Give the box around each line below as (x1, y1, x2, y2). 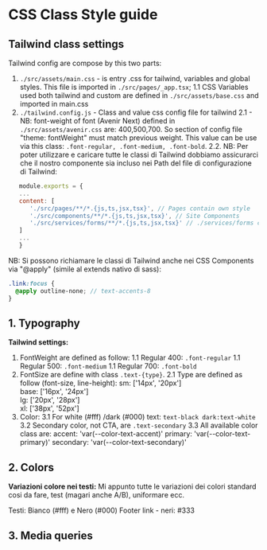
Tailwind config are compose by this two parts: (8, 58, 162, 68)
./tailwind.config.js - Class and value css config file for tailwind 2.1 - (19, 107, 253, 117)
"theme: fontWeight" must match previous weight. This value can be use (19, 133, 257, 142)
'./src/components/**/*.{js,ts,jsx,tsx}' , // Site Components (29, 212, 240, 220)
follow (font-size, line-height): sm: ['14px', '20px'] (19, 378, 182, 388)
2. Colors (8, 460, 54, 474)
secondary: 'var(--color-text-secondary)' (51, 438, 187, 447)
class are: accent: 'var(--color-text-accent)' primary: (19, 429, 193, 439)
